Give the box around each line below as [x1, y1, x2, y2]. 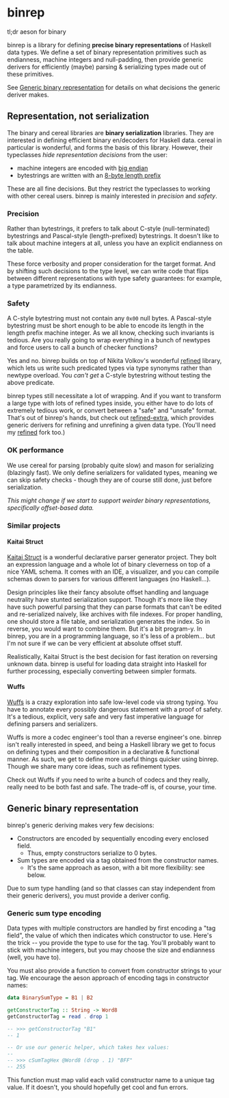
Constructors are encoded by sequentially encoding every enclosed [16, 834, 209, 842]
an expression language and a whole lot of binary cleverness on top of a [7, 560, 211, 568]
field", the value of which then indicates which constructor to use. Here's [7, 931, 213, 939]
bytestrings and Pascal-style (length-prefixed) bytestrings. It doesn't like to [7, 232, 219, 240]
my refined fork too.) [7, 428, 66, 436]
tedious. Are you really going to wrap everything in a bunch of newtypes [7, 336, 211, 344]
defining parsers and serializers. [7, 719, 98, 728]
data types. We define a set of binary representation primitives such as [7, 48, 207, 56]
